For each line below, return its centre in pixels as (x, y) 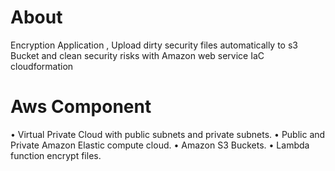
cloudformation (42, 66)
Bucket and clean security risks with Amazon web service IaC (137, 55)
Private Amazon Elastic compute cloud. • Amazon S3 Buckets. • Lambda (160, 145)
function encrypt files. (56, 155)
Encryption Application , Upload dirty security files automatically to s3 (154, 45)
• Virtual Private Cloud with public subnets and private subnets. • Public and (168, 134)
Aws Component (81, 107)
